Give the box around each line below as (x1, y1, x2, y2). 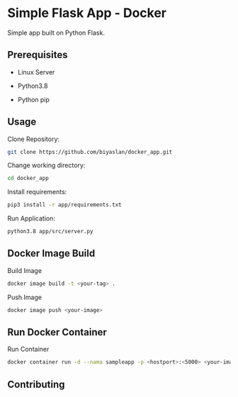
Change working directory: (7, 161, 86, 169)
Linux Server (17, 67, 55, 76)
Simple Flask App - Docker (7, 5, 166, 21)
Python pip (17, 95, 50, 104)
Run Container (7, 345, 50, 354)
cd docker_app (7, 175, 50, 182)
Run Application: (7, 214, 55, 223)
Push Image (7, 293, 42, 301)
